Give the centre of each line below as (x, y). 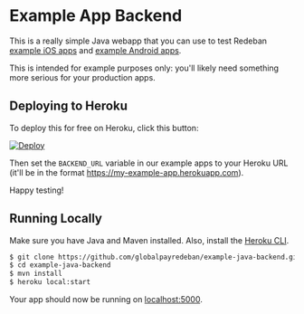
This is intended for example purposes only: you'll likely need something (144, 68)
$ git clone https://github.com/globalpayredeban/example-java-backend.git (155, 257)
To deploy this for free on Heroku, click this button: (104, 128)
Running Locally (56, 219)
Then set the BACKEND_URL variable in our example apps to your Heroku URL (149, 163)
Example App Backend (96, 16)
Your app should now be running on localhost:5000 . (106, 300)
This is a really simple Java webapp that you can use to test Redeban (138, 41)
